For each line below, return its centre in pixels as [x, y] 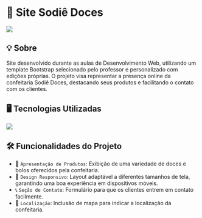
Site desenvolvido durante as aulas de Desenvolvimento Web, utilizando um [101, 63]
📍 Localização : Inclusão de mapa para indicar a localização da [93, 203]
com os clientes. [27, 89]
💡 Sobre [22, 48]
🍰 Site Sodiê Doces [55, 13]
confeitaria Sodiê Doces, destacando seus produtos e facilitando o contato [100, 82]
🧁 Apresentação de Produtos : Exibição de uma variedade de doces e [101, 164]
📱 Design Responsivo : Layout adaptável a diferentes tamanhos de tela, [103, 177]
